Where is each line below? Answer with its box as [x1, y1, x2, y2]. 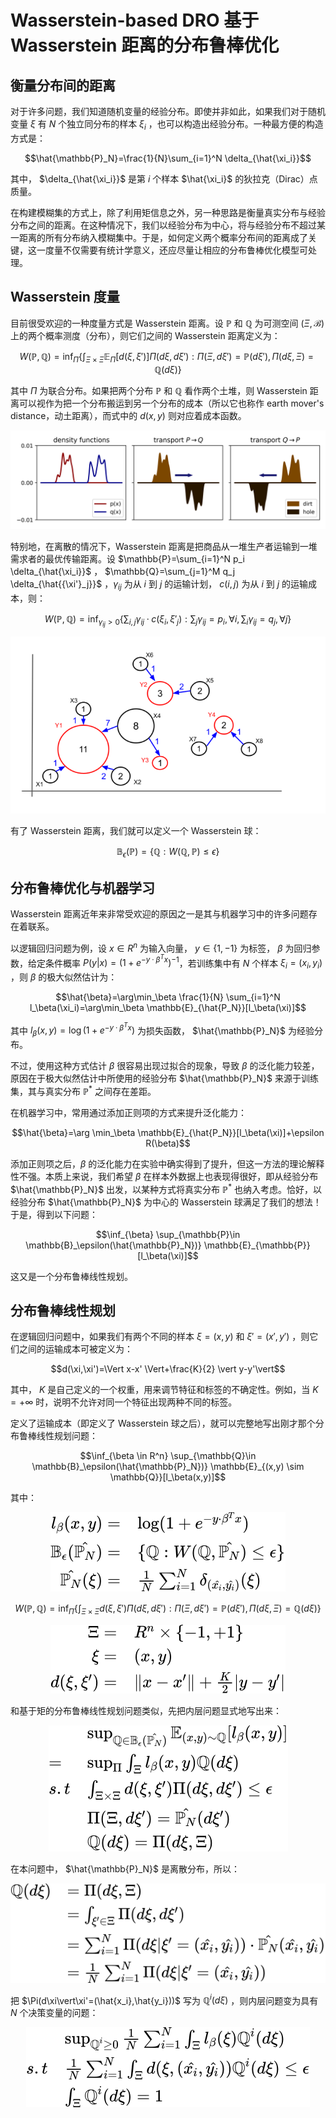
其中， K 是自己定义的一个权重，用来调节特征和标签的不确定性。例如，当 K [10, 1384, 319, 1396]
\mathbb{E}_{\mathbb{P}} [203, 1239, 311, 1251]
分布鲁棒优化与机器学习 [10, 879, 155, 896]
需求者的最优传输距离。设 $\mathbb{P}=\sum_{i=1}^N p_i [10, 552, 245, 565]
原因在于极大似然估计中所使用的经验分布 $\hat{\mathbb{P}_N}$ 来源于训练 [10, 1072, 319, 1085]
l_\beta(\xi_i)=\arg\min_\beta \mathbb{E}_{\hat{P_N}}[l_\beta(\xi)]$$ [29, 1001, 307, 1013]
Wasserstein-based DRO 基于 [10, 9, 260, 32]
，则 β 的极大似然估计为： [10, 971, 118, 983]
